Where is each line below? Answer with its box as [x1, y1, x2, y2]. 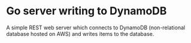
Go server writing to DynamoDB [6, 4, 167, 18]
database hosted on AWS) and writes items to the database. [6, 30, 154, 37]
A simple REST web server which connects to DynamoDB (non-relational [6, 24, 186, 31]
